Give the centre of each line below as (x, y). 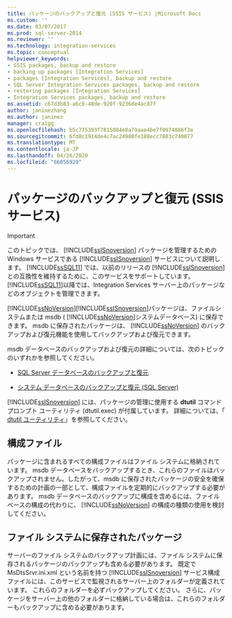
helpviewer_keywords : (38, 59)
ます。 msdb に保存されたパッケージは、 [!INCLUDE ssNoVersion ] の (110, 325)
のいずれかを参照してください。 (53, 358)
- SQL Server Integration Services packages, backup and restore (103, 85)
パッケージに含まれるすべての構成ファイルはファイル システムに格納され (111, 461)
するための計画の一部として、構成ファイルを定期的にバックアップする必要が (116, 487)
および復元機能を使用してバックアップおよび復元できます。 (110, 334)
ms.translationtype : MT (42, 143)
